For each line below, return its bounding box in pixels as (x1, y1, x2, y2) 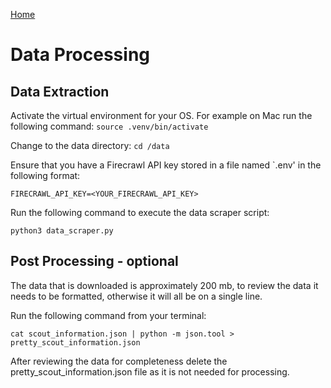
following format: (10, 170, 81, 181)
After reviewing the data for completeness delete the (10, 355, 228, 367)
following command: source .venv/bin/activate (10, 120, 209, 132)
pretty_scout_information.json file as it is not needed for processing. (10, 365, 290, 378)
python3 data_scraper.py (10, 226, 114, 236)
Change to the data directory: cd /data (10, 140, 170, 151)
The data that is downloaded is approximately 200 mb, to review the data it (10, 279, 319, 291)
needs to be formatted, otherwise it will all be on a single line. (10, 290, 263, 302)
